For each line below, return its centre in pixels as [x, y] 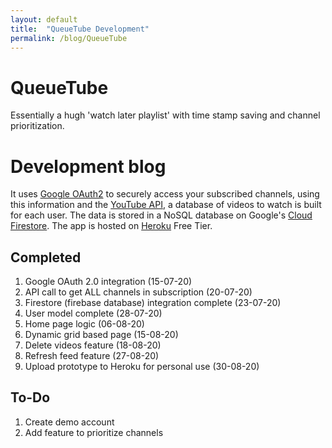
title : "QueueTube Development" [80, 29]
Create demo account [69, 422]
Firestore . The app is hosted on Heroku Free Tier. [111, 226]
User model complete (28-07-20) [93, 313]
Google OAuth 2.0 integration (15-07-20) [108, 282]
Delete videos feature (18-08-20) [93, 345]
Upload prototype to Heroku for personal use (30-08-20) [142, 367]
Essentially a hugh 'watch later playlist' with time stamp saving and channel [165, 115]
